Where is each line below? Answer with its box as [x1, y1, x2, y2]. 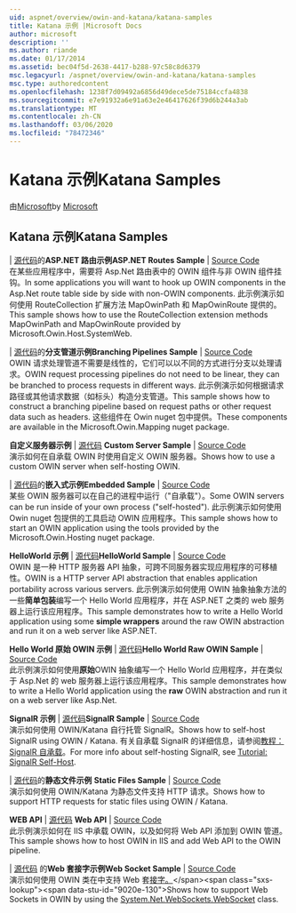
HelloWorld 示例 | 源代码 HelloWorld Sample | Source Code [9, 550, 227, 561]
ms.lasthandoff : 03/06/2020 [9, 121, 114, 130]
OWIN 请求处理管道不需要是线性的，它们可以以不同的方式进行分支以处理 [9, 357, 275, 368]
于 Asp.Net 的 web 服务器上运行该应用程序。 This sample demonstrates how [9, 675, 287, 685]
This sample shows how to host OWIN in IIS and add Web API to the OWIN [9, 835, 282, 845]
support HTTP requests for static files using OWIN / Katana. [9, 796, 228, 806]
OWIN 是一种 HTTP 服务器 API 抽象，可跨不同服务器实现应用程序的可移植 [9, 561, 278, 572]
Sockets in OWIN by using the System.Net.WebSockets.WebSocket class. [9, 893, 279, 904]
